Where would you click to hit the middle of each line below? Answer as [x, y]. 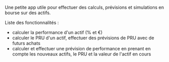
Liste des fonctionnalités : [32, 23]
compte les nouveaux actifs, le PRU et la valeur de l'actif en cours [82, 54]
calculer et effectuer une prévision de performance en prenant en [81, 49]
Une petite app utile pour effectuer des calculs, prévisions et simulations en [84, 7]
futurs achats [26, 43]
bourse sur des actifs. [28, 13]
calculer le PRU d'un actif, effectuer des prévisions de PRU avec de [83, 38]
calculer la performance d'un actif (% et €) [57, 32]
